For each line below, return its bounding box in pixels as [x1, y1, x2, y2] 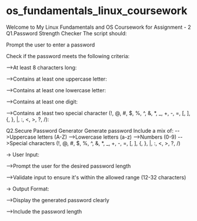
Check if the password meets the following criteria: [6, 52, 130, 59]
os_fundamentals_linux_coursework [6, 4, 188, 18]
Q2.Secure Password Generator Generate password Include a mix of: [6, 127, 174, 134]
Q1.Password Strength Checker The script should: [6, 29, 128, 36]
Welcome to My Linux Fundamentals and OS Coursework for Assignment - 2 [6, 24, 191, 31]
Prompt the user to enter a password [6, 41, 95, 48]
